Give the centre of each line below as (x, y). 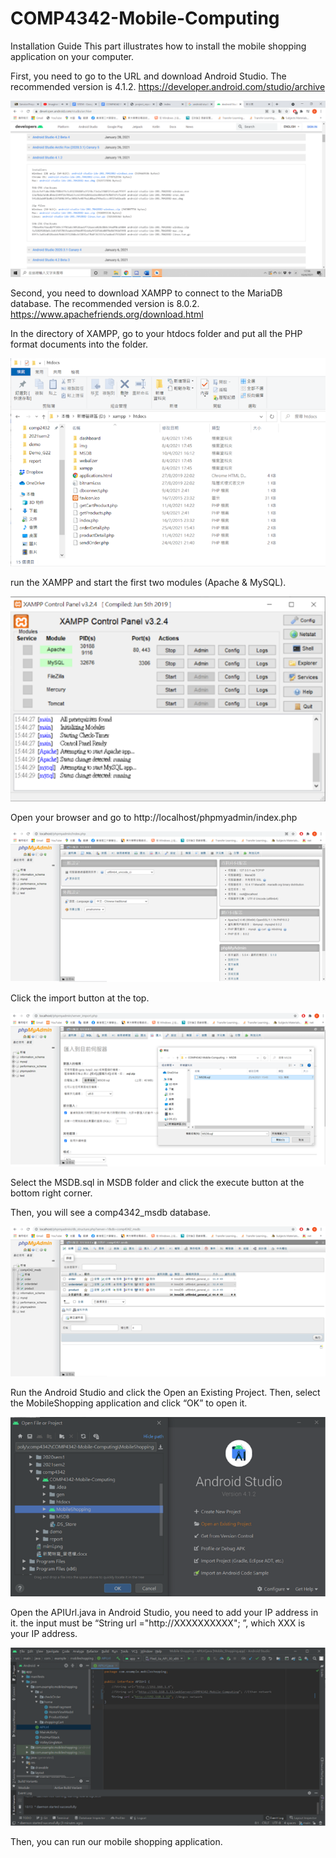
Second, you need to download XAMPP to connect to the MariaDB (146, 293)
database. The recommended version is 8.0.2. (105, 304)
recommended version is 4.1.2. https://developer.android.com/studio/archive (168, 86)
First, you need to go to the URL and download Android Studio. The (148, 76)
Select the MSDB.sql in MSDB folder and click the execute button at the (157, 1183)
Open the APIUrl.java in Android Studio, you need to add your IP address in (164, 1613)
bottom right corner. (51, 1193)
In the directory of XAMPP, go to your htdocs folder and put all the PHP (156, 334)
